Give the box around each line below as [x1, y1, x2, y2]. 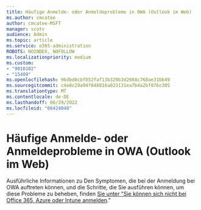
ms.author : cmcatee [6, 15, 56, 21]
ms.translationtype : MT [6, 88, 67, 94]
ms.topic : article [6, 37, 53, 43]
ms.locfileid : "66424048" [6, 105, 72, 111]
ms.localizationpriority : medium [6, 54, 91, 60]
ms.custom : [6, 60, 34, 66]
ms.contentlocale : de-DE [6, 94, 69, 100]
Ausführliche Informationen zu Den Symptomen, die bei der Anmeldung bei [6, 177, 195, 184]
